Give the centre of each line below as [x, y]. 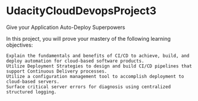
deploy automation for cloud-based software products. [75, 61]
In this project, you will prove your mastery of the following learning [88, 38]
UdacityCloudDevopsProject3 [82, 11]
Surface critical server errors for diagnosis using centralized [88, 87]
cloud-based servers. [33, 82]
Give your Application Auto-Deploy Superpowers [66, 27]
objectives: [20, 45]
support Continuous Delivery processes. [57, 71]
